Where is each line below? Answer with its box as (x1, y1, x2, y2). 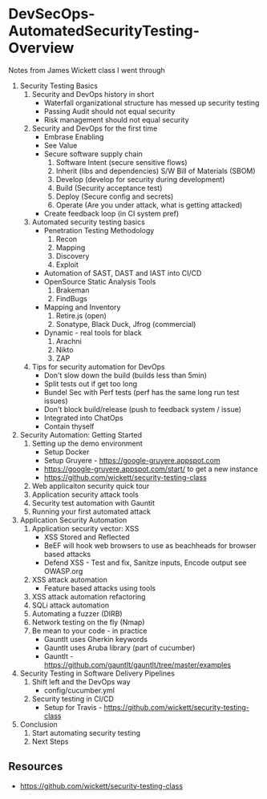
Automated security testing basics (31, 217, 146, 227)
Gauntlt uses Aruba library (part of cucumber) (43, 643, 196, 652)
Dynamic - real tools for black (43, 328, 142, 337)
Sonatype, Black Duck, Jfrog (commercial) (55, 319, 196, 329)
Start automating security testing (31, 728, 141, 737)
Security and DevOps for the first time (31, 123, 158, 133)
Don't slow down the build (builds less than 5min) (43, 370, 207, 380)
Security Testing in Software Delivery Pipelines (19, 668, 175, 678)
